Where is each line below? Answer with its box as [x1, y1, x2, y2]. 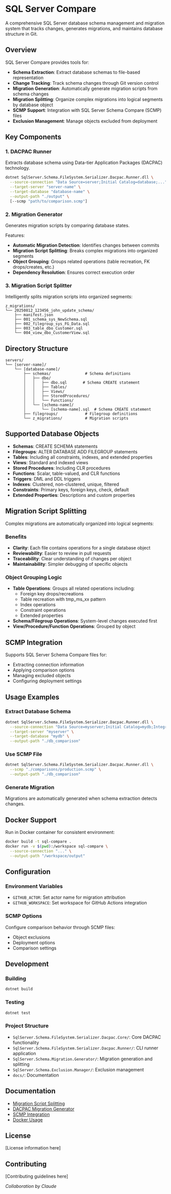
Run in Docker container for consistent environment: [5, 829, 115, 835]
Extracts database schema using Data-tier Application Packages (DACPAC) [5, 159, 163, 166]
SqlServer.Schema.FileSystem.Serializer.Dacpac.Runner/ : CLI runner [12, 1045, 159, 1051]
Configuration [5, 868, 51, 876]
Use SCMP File [5, 751, 42, 758]
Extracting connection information [12, 662, 84, 668]
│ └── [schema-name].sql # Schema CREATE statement [23, 407, 152, 412]
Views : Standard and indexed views [12, 459, 89, 465]
